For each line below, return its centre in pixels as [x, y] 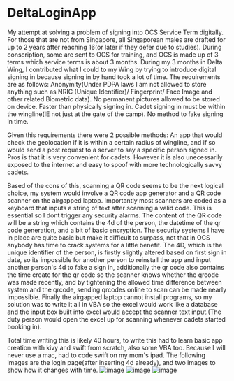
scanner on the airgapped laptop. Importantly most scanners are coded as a [117, 200]
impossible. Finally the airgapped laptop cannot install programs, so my [110, 297]
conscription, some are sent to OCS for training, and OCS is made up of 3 [113, 55]
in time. [18, 121]
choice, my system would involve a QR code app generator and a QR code [114, 193]
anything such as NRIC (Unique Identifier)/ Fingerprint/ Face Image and [110, 92]
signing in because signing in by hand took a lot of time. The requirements [114, 77]
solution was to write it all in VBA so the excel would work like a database [112, 304]
